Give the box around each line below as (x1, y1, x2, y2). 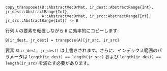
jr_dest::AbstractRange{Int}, (5, 9, 70, 14)
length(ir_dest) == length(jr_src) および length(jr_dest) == (29, 54, 161, 59)
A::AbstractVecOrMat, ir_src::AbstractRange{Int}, (41, 14, 152, 19)
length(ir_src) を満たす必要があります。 (5, 60, 92, 66)
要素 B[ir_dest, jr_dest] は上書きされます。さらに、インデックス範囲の (5, 47, 158, 53)
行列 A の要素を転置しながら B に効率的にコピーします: (5, 28, 119, 33)
